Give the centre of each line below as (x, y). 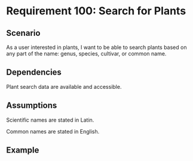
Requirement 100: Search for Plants (96, 11)
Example (23, 150)
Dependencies (34, 72)
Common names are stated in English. (53, 131)
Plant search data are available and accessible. (64, 86)
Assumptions (32, 106)
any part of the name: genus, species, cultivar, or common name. (86, 54)
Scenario (23, 33)
